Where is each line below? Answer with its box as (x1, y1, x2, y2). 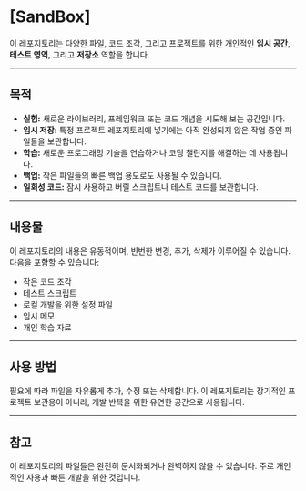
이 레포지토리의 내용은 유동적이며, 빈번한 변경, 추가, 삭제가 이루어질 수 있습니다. (9, 245, 291, 256)
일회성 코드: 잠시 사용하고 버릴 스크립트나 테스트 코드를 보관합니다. (22, 181, 259, 193)
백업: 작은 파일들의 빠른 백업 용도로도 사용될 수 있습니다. (22, 170, 223, 181)
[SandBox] (9, 6, 91, 27)
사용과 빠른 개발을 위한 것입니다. (25, 472, 141, 483)
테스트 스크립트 (22, 287, 77, 298)
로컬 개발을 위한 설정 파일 (22, 298, 114, 309)
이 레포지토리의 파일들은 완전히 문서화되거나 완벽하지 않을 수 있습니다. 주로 (9, 461, 275, 472)
